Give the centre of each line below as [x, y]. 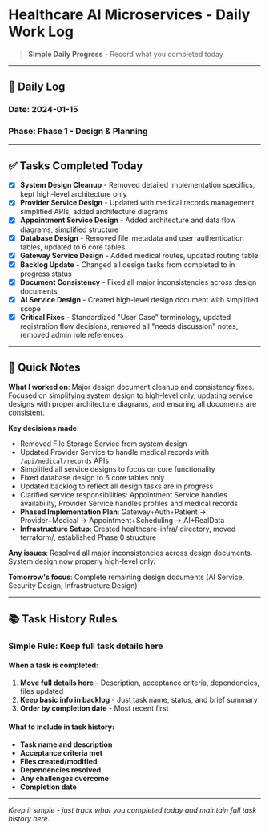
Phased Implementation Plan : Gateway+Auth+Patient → [113, 512]
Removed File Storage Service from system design [103, 444]
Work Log [41, 32]
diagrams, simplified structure [69, 229]
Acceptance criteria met [61, 753]
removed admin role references [72, 334]
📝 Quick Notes [44, 368]
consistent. [27, 412]
